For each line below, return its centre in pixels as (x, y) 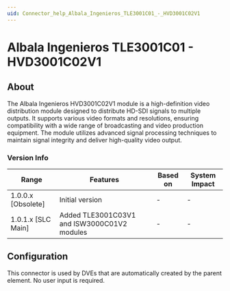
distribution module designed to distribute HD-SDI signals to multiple (104, 111)
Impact (203, 184)
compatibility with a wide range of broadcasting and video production (105, 125)
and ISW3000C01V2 (93, 223)
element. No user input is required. (56, 280)
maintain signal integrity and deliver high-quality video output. (95, 140)
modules (73, 232)
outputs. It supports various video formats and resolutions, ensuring (103, 118)
